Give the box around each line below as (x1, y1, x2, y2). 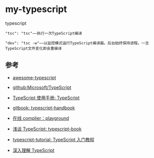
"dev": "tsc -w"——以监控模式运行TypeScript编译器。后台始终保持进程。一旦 (5, 40, 149, 46)
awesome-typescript (12, 74, 57, 81)
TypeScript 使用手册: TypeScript (12, 95, 80, 101)
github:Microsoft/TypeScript (12, 84, 72, 90)
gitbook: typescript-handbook (12, 105, 75, 111)
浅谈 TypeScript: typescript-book (12, 126, 82, 132)
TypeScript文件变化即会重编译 (5, 46, 62, 51)
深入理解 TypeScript (12, 147, 55, 153)
